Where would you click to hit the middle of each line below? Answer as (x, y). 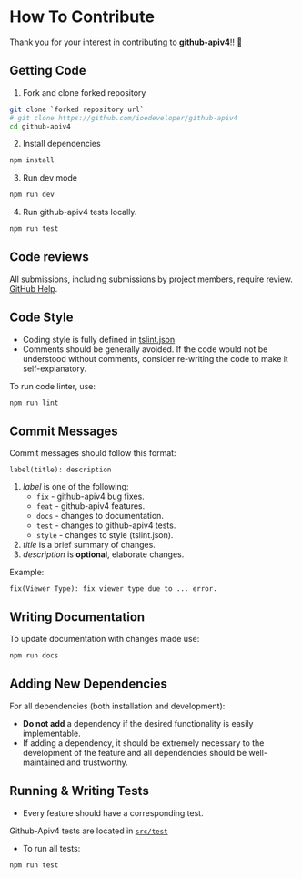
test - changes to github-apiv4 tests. (106, 525)
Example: (27, 573)
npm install (32, 160)
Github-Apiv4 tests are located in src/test (89, 831)
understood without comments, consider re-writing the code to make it (155, 358)
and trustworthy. (98, 762)
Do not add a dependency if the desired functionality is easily (138, 723)
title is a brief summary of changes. (89, 545)
